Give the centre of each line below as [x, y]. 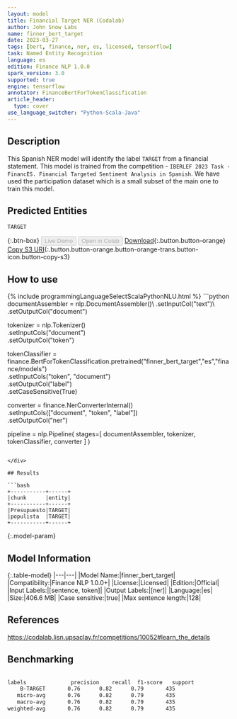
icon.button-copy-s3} [39, 257]
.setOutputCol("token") [41, 340]
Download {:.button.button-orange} [175, 241]
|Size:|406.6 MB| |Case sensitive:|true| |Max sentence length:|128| [104, 598]
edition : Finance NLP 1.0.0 [49, 67]
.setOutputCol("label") [40, 384]
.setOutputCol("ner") [38, 420]
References [33, 620]
